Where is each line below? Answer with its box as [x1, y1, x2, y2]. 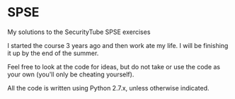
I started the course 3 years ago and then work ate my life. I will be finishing [7, 41, 229, 49]
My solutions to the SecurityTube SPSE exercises [7, 28, 151, 36]
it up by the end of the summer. [7, 49, 99, 57]
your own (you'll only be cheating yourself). [7, 70, 134, 78]
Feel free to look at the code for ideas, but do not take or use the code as [7, 62, 221, 71]
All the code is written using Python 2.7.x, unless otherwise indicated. [7, 83, 210, 92]
